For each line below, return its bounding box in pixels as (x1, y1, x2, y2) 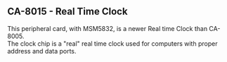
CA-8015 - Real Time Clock (7, 6, 128, 18)
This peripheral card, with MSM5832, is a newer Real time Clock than (7, 24, 208, 32)
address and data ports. (7, 46, 77, 55)
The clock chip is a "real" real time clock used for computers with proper (7, 39, 218, 48)
